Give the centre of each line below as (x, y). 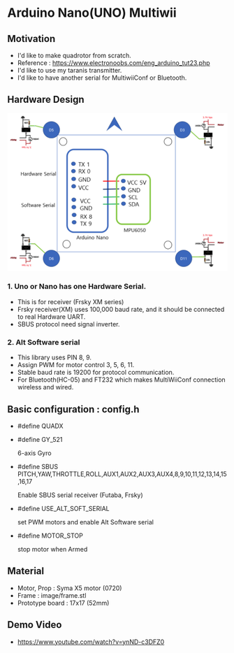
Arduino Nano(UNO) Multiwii (92, 13)
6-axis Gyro (34, 453)
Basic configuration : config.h (73, 409)
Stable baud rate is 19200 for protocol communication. (96, 373)
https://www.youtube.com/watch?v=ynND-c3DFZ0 (91, 642)
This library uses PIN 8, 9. (54, 357)
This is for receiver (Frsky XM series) (71, 301)
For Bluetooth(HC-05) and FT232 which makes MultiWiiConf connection (121, 380)
